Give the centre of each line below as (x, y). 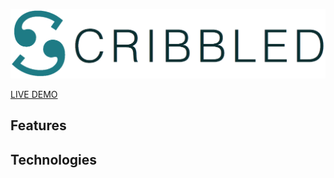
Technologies (54, 159)
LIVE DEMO (34, 94)
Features (38, 125)
